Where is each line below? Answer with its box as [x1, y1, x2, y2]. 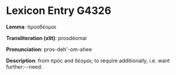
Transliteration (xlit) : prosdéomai [6, 34, 87, 41]
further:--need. [6, 63, 43, 70]
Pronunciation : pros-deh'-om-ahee [6, 45, 92, 53]
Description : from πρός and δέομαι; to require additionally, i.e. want [6, 57, 170, 64]
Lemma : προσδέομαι [6, 23, 57, 30]
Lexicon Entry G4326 [6, 4, 112, 17]
